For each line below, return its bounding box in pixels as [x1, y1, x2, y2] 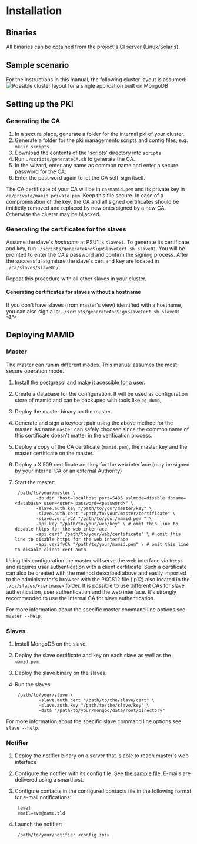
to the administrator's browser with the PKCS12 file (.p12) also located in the [6, 575, 190, 582]
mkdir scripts [14, 144, 49, 150]
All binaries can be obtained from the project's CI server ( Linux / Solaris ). [6, 43, 181, 50]
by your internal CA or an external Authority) [14, 467, 122, 474]
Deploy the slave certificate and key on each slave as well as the [14, 651, 172, 658]
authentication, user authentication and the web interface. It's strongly [6, 588, 176, 595]
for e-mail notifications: [14, 794, 72, 801]
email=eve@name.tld [17, 810, 65, 816]
